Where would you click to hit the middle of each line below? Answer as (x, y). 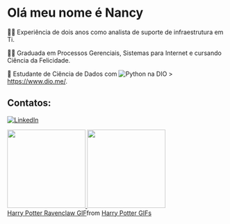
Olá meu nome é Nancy (75, 13)
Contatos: (29, 103)
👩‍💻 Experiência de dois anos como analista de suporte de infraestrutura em (115, 32)
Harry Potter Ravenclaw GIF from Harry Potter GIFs (79, 213)
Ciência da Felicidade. (39, 60)
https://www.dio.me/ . (38, 81)
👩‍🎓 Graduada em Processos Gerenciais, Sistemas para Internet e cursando (115, 53)
